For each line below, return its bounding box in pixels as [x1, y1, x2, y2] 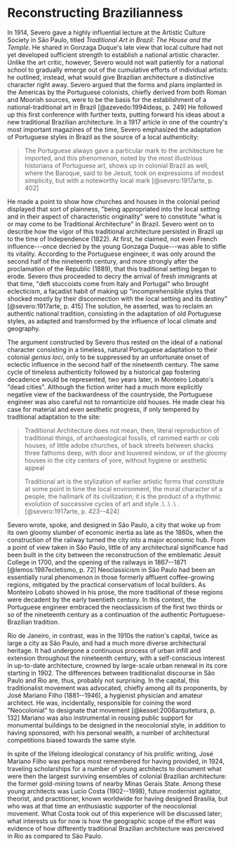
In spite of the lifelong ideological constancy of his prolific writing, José [7, 749, 214, 758]
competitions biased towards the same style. [7, 736, 137, 744]
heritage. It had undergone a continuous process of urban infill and [7, 646, 201, 654]
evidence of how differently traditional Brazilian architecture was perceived [7, 824, 224, 832]
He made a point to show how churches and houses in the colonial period [7, 197, 220, 205]
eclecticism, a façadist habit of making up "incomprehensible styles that [7, 287, 216, 295]
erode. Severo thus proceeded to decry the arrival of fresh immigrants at [7, 272, 217, 280]
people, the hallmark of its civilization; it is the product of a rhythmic [24, 492, 222, 500]
